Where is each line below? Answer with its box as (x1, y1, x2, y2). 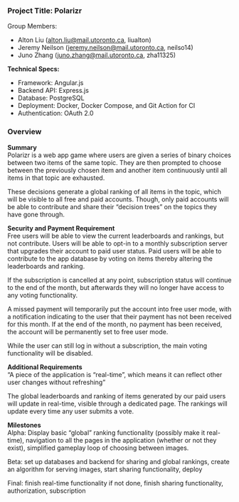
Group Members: (7, 22, 58, 31)
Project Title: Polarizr (7, 6, 83, 16)
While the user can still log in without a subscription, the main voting (7, 341, 208, 350)
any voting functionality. (7, 291, 78, 299)
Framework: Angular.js (17, 79, 84, 87)
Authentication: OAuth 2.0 (17, 109, 94, 118)
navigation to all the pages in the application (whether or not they (26, 436, 217, 444)
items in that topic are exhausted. (7, 174, 105, 182)
